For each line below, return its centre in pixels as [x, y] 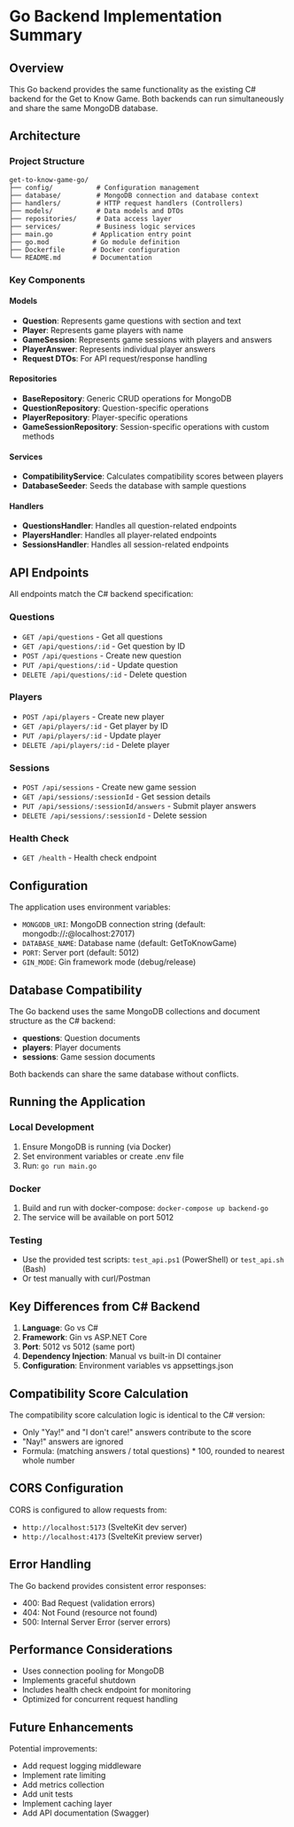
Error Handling [50, 1565]
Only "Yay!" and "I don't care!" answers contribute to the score [137, 1432]
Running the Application [77, 1102]
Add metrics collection [63, 1785]
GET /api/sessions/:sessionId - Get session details [116, 797]
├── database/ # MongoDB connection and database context [134, 195]
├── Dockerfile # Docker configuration [94, 250]
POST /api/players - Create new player [93, 716]
